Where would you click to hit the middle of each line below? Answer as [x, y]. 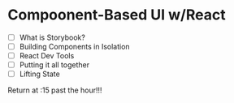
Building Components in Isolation [75, 47]
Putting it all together [54, 65]
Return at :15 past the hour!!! [55, 90]
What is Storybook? [52, 37]
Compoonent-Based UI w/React [117, 15]
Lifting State [39, 74]
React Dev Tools [47, 56]
